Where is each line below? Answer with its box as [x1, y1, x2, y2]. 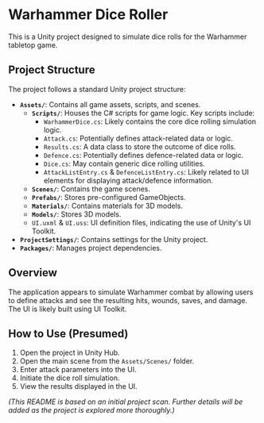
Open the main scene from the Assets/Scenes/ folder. [19, 356, 195, 366]
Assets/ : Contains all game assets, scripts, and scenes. [19, 99, 201, 109]
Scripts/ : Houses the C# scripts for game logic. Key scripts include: [31, 108, 255, 117]
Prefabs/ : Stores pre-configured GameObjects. [31, 192, 186, 202]
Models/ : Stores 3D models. [31, 209, 122, 219]
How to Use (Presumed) [8, 327, 129, 340]
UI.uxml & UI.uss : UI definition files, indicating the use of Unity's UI [31, 217, 251, 227]
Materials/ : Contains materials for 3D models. [31, 201, 183, 210]
